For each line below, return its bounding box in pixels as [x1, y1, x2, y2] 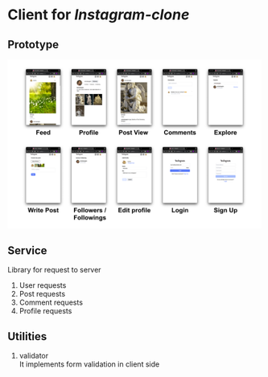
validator [19, 351, 49, 361]
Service [7, 244, 47, 258]
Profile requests [19, 306, 72, 316]
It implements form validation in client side [19, 359, 160, 369]
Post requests [19, 289, 66, 299]
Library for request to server [7, 265, 101, 275]
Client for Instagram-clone [7, 6, 190, 24]
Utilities [7, 330, 47, 343]
